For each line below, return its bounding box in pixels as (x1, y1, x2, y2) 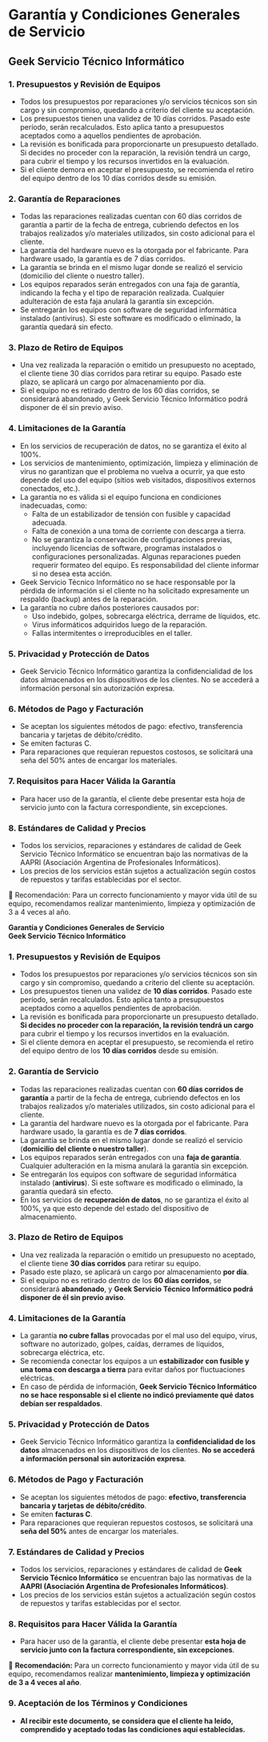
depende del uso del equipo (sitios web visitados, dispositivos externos (19, 475, 256, 485)
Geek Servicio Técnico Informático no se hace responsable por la (19, 577, 236, 586)
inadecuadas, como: (19, 501, 88, 510)
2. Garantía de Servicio (8, 1066, 99, 1077)
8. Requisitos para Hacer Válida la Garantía (8, 1618, 178, 1629)
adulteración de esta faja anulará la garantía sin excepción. (19, 296, 214, 306)
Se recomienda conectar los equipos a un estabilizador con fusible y (19, 1356, 250, 1366)
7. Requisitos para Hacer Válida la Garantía (8, 775, 176, 787)
